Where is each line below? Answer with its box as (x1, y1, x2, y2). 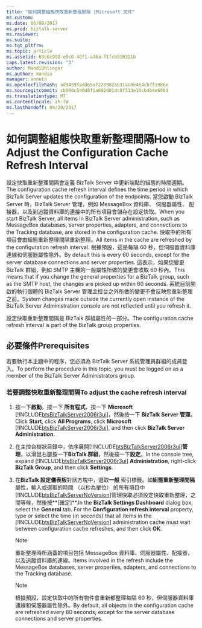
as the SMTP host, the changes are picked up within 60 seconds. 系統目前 (6, 280, 191, 288)
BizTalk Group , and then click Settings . (14, 464, 113, 471)
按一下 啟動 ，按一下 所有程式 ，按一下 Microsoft (14, 403, 133, 410)
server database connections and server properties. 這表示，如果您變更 (6, 259, 185, 266)
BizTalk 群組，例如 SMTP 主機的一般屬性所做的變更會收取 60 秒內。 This (6, 267, 185, 274)
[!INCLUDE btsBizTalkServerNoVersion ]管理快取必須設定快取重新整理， (14, 491, 191, 499)
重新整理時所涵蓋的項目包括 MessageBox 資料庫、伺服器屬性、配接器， (14, 549, 193, 556)
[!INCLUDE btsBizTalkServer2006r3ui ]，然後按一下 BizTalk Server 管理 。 (14, 410, 196, 418)
